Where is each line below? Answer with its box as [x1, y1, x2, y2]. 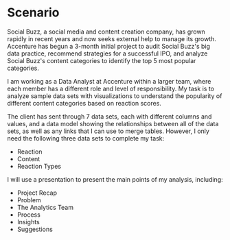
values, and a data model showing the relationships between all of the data [7, 119, 219, 128]
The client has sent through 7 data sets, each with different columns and [7, 112, 212, 121]
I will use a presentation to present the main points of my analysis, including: [7, 175, 223, 183]
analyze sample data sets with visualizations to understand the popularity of [7, 91, 222, 100]
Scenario [7, 5, 60, 21]
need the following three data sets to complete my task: [7, 134, 165, 142]
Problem [16, 195, 41, 204]
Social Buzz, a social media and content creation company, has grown [7, 27, 206, 36]
